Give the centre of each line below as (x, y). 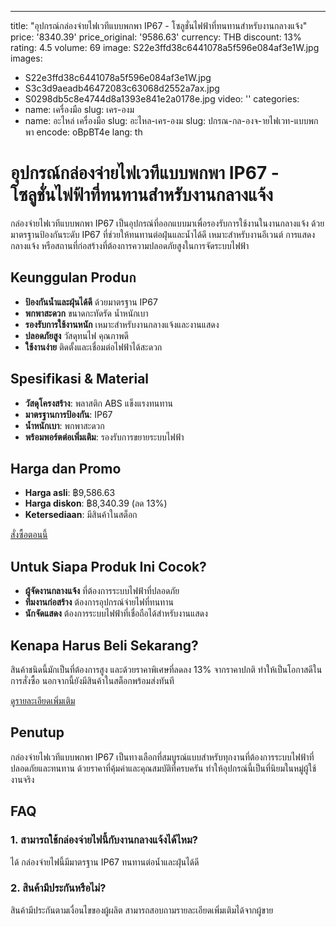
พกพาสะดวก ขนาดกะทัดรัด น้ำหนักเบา (86, 313)
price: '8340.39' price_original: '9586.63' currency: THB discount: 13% (156, 37)
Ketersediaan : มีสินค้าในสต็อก (81, 515)
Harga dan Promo (66, 468)
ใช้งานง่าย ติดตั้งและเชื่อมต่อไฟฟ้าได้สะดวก (93, 347)
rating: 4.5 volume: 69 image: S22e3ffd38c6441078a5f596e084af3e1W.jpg (165, 47)
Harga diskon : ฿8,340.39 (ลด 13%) (96, 503)
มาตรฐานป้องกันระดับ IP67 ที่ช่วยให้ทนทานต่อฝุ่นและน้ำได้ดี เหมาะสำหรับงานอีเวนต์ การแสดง (163, 234)
